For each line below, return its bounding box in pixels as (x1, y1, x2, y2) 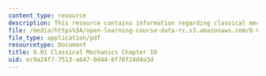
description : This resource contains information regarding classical (8, 19, 246, 27)
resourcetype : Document (8, 41, 87, 49)
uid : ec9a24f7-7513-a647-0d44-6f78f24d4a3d (8, 56, 154, 64)
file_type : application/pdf (8, 33, 101, 42)
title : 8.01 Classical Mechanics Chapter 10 (8, 48, 158, 56)
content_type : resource (8, 11, 87, 20)
